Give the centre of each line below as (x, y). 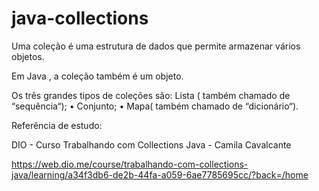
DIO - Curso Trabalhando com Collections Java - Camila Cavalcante (151, 144)
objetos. (28, 56)
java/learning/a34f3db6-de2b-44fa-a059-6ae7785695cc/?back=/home (160, 174)
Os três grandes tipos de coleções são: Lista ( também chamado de (151, 95)
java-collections (80, 18)
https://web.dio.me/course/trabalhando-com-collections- (130, 164)
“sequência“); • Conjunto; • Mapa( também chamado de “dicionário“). (155, 106)
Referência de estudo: (57, 125)
